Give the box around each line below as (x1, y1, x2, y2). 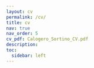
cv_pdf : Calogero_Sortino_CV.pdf (6, 36, 89, 42)
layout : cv (6, 8, 33, 15)
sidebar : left (11, 53, 46, 59)
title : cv (6, 20, 31, 25)
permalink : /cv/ (6, 14, 46, 20)
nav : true (6, 25, 31, 31)
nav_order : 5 (6, 31, 38, 37)
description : (6, 42, 38, 48)
